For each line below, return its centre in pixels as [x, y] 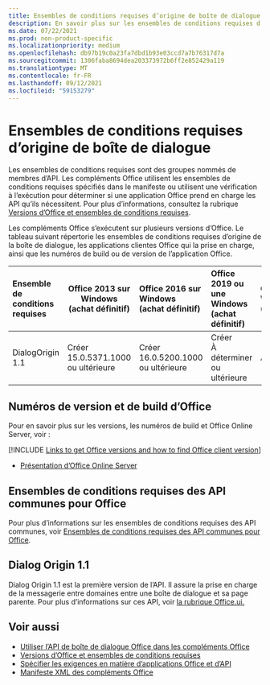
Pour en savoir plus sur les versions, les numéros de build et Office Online [131, 426]
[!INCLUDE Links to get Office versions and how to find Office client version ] [135, 450]
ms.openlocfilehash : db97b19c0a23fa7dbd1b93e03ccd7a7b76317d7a [117, 53]
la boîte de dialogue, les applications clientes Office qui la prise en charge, [131, 246]
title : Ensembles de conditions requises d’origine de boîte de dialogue [135, 16]
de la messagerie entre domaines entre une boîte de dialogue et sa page [129, 593]
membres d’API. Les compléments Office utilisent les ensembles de [119, 179]
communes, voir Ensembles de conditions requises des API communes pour [134, 531]
